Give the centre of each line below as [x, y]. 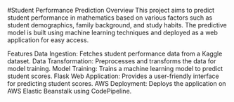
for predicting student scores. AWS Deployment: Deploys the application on [117, 83]
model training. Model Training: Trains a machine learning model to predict [115, 69]
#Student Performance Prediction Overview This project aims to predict [111, 10]
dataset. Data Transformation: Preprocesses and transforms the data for [112, 61]
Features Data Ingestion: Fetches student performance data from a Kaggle [115, 53]
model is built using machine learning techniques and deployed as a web [112, 32]
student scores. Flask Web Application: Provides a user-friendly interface [113, 76]
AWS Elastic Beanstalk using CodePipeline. [70, 91]
